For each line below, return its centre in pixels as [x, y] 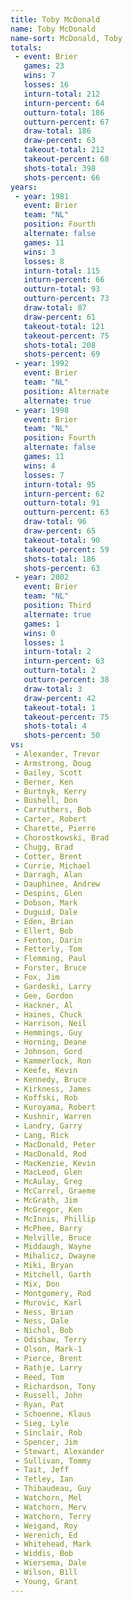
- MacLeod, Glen [48, 1172]
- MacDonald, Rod [50, 1154]
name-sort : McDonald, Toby [66, 38]
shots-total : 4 [55, 726]
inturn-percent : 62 [64, 494]
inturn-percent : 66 [64, 280]
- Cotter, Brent [48, 856]
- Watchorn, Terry [53, 1516]
